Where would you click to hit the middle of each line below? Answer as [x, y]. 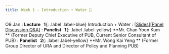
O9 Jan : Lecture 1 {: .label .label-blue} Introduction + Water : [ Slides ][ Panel [84, 24]
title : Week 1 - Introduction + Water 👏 [49, 10]
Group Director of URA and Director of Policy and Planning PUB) [72, 45]
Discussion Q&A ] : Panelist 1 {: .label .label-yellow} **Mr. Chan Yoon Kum [83, 30]
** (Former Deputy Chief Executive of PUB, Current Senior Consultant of [81, 35]
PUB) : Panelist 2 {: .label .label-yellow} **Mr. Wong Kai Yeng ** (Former [82, 40]
